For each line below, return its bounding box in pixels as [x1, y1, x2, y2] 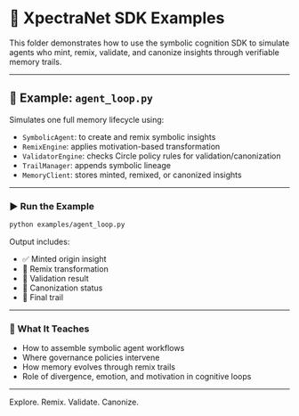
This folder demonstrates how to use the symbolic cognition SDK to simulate [9, 37, 290, 48]
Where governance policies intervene [21, 352, 160, 363]
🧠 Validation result [21, 273, 89, 283]
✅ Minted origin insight [21, 253, 107, 264]
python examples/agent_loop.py [9, 220, 125, 230]
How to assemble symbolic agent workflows [21, 343, 185, 354]
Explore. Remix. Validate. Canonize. [9, 396, 140, 408]
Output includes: [9, 236, 70, 247]
